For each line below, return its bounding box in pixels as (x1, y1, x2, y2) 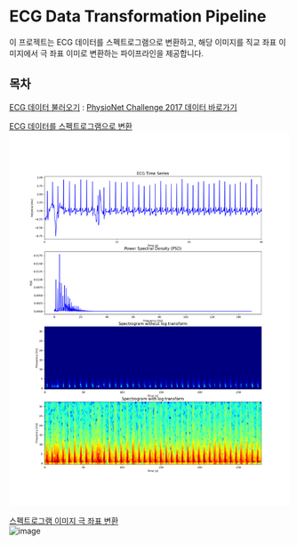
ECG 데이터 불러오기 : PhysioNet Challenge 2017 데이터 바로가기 (9, 102, 237, 112)
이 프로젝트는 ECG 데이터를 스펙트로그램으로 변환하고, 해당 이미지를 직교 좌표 (9, 37, 277, 47)
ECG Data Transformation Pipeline (9, 6, 267, 27)
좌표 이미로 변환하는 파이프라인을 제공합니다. (49, 47, 205, 59)
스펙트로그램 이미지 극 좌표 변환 (9, 515, 119, 526)
